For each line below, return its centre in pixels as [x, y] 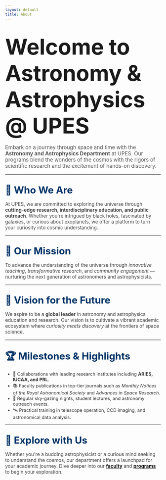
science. [15, 332]
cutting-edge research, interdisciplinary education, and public [77, 210]
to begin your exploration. [34, 472]
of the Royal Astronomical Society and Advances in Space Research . [86, 393]
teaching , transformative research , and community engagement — [80, 271]
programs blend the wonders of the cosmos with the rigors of [80, 160]
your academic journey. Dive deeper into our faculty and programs [81, 466]
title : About [19, 14]
